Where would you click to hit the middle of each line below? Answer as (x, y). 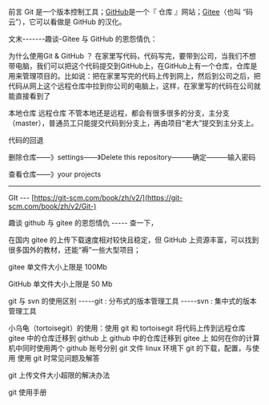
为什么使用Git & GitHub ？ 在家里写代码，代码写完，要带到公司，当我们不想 (132, 56)
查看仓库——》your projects (55, 174)
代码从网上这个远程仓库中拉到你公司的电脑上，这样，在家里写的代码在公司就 (134, 86)
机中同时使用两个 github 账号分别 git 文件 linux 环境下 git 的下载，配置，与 (130, 348)
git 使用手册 (28, 392)
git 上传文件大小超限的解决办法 (59, 375)
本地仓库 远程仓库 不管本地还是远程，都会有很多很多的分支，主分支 (119, 113)
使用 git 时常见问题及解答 (58, 358)
